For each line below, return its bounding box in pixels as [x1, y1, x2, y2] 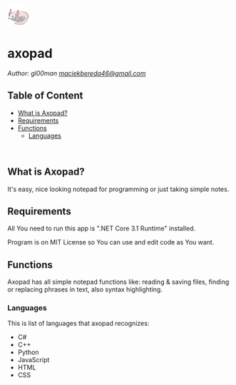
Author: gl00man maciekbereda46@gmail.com [7, 68, 146, 77]
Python [17, 348, 39, 356]
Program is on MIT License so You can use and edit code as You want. [7, 238, 215, 247]
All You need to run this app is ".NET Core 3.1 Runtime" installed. [7, 224, 196, 233]
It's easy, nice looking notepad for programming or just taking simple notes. [7, 185, 230, 193]
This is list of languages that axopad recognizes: [7, 319, 150, 328]
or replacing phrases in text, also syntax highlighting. [7, 285, 163, 294]
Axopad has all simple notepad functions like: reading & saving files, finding [7, 277, 230, 287]
